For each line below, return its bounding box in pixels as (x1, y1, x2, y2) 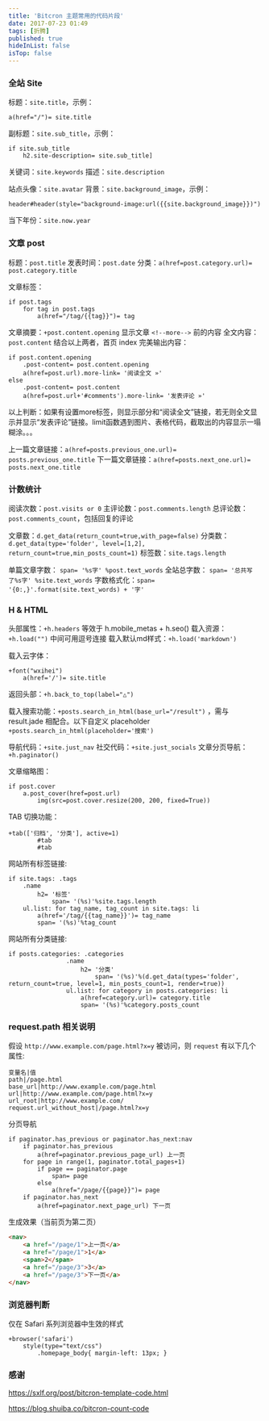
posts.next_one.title (8, 463, 81, 472)
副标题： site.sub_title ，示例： (8, 128, 116, 138)
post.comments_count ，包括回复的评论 (8, 513, 134, 523)
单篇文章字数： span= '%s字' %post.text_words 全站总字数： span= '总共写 (8, 564, 253, 574)
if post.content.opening (8, 353, 92, 362)
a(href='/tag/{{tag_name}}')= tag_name (37, 912, 172, 920)
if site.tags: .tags (8, 875, 78, 883)
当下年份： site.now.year (8, 216, 91, 225)
